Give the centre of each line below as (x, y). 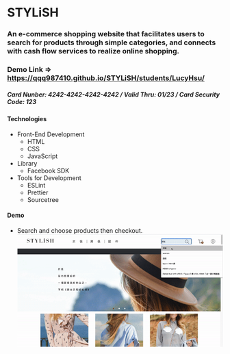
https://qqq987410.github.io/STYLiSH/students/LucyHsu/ (106, 78)
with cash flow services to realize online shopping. (93, 51)
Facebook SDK (48, 170)
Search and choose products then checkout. (80, 230)
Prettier (38, 192)
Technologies (27, 119)
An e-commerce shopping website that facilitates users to (106, 34)
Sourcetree (43, 199)
